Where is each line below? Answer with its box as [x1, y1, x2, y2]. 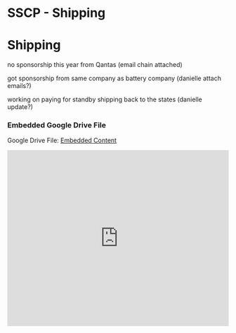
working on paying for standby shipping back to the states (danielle [7, 95, 202, 103]
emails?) [7, 82, 32, 90]
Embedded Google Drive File [7, 120, 107, 130]
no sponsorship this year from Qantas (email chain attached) [7, 61, 183, 69]
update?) [7, 103, 34, 111]
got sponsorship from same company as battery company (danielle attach [7, 74, 221, 82]
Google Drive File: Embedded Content [7, 136, 117, 145]
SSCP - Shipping [7, 5, 106, 21]
